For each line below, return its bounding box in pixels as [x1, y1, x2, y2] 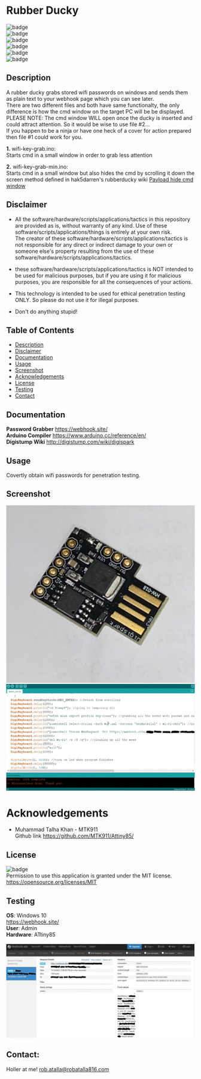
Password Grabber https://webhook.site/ [6, 426, 108, 433]
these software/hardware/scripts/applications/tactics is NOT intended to [14, 265, 193, 273]
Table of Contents [6, 325, 75, 335]
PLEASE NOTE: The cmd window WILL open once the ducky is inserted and [6, 114, 193, 121]
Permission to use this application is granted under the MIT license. [6, 872, 172, 880]
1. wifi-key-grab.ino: [6, 145, 56, 152]
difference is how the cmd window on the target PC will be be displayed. [6, 107, 185, 115]
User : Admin [6, 925, 38, 932]
